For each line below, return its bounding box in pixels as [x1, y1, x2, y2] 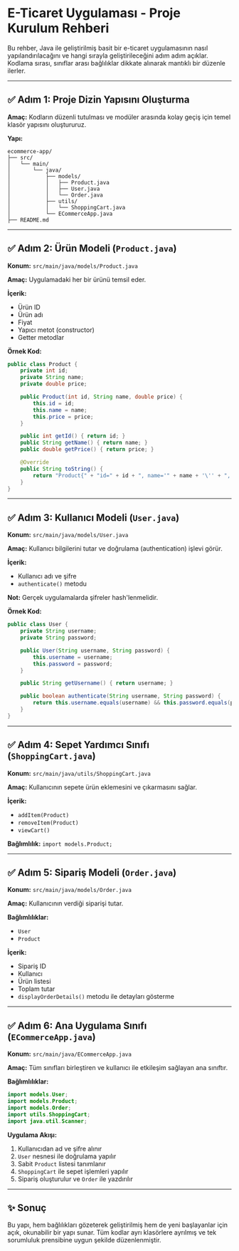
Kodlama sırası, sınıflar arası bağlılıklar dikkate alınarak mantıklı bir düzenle [7, 58, 226, 67]
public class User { [7, 621, 69, 628]
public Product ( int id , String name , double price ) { [20, 393, 183, 400]
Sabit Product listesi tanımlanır [17, 1159, 107, 1168]
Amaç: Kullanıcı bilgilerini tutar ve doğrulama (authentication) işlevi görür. [7, 544, 223, 553]
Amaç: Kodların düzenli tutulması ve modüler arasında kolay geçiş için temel [7, 113, 231, 121]
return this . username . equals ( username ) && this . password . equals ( [33, 700, 231, 707]
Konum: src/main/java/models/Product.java [7, 261, 139, 270]
